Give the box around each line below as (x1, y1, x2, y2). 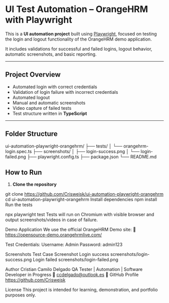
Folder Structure (5, 129, 58, 138)
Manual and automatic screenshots (12, 99, 86, 106)
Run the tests (5, 202, 33, 208)
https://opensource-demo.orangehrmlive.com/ (5, 232, 102, 238)
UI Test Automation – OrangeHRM (5, 4, 148, 15)
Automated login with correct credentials (12, 84, 97, 90)
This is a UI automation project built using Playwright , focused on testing (5, 31, 157, 37)
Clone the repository (12, 182, 57, 188)
